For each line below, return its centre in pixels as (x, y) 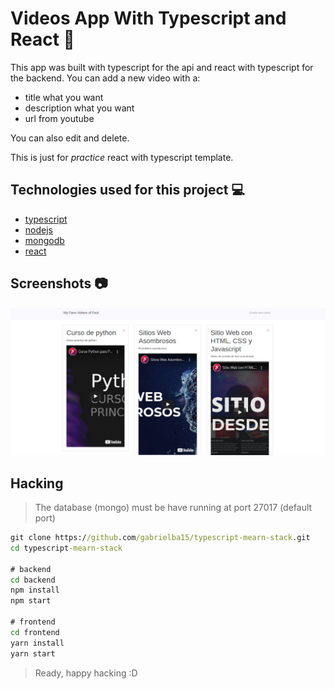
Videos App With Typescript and (148, 18)
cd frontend (35, 632)
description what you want (79, 108)
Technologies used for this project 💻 (128, 190)
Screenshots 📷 (59, 283)
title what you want (64, 97)
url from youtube (59, 118)
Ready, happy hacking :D (86, 673)
